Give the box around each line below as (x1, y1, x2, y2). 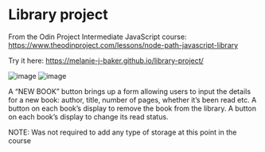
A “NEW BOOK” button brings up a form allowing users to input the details (8, 86, 251, 96)
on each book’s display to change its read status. (8, 111, 169, 121)
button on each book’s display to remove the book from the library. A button (8, 103, 257, 113)
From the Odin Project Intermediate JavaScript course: (8, 32, 187, 41)
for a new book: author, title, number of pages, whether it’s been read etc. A (8, 95, 257, 104)
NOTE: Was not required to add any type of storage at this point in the (8, 127, 237, 137)
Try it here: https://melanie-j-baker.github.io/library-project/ (8, 56, 205, 65)
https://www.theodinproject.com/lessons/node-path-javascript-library (8, 40, 239, 49)
